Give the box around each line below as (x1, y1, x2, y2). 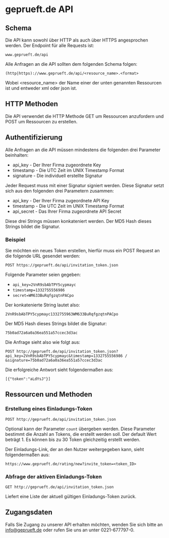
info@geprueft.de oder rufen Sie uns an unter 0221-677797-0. (5, 527, 135, 533)
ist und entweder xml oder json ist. (5, 85, 77, 91)
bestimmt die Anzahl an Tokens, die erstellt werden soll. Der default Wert (5, 431, 157, 437)
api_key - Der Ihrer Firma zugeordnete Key (12, 162, 101, 168)
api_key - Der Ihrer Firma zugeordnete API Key (12, 197, 109, 203)
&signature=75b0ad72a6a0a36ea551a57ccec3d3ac (5, 357, 102, 363)
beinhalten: (5, 152, 29, 158)
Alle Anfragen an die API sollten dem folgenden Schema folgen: (5, 61, 138, 67)
